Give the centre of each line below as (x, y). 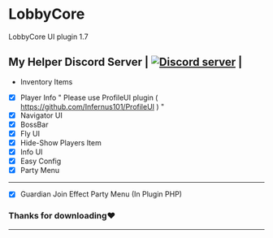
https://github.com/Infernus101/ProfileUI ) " (92, 106)
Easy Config (41, 161)
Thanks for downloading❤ (62, 216)
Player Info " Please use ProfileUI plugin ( (89, 97)
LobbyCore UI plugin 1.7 (48, 37)
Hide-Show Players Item (61, 143)
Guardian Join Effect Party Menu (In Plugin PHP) (101, 194)
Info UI (31, 152)
